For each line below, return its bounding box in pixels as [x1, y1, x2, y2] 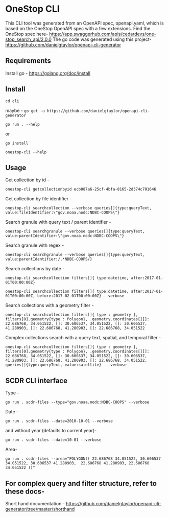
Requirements [5, 57, 51, 65]
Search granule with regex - [5, 242, 64, 248]
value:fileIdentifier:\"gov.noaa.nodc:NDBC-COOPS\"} [5, 210, 120, 215]
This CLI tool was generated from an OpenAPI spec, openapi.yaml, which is [5, 20, 164, 26]
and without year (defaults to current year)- [5, 428, 97, 434]
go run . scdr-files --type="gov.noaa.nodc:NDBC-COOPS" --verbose [5, 400, 150, 405]
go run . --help [5, 122, 40, 127]
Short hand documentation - [5, 501, 65, 506]
